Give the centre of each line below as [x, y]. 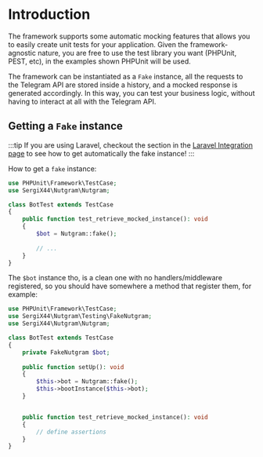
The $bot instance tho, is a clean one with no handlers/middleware [115, 278]
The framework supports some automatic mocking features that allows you [129, 36]
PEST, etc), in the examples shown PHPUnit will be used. [99, 61]
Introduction [49, 15]
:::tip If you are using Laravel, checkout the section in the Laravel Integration [130, 145]
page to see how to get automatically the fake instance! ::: [101, 153]
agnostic [22, 53]
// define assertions [72, 432]
